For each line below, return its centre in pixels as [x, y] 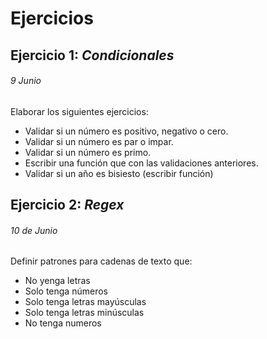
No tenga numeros [63, 323]
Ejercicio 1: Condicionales [92, 55]
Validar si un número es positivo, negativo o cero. [126, 131]
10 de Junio [34, 230]
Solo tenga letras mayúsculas [85, 302]
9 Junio [26, 81]
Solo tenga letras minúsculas [84, 313]
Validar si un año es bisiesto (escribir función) [119, 173]
